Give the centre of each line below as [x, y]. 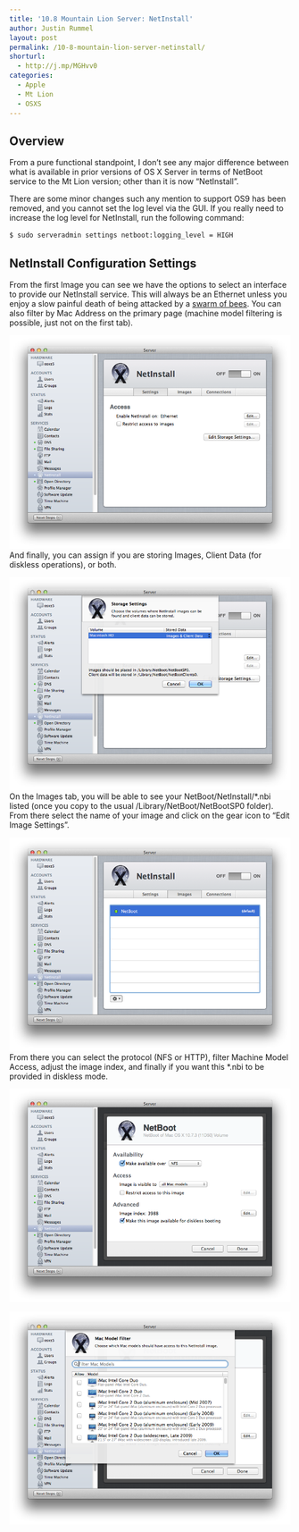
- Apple [32, 85]
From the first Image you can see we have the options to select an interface [148, 285]
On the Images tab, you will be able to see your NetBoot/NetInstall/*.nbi [140, 796]
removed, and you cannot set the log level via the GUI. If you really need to [146, 208]
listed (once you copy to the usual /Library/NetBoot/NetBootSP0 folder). [141, 806]
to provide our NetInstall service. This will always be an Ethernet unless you [148, 294]
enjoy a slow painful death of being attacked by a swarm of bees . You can [145, 303]
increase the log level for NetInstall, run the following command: [127, 218]
